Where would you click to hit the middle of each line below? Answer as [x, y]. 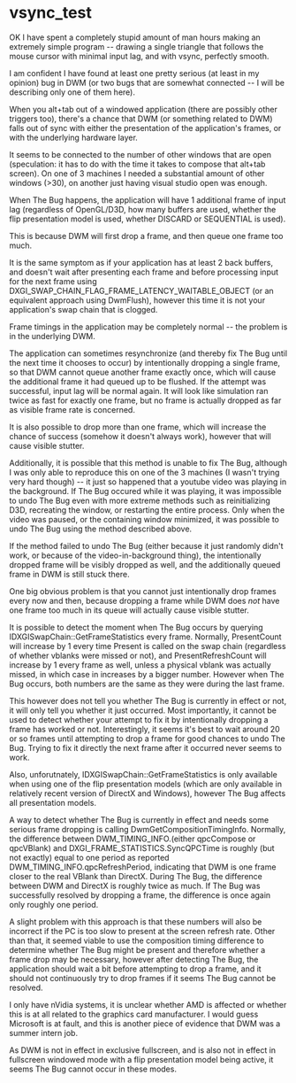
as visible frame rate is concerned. [72, 409]
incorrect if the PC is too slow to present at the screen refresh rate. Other [142, 931]
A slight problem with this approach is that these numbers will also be [136, 921]
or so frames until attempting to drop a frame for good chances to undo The [147, 739]
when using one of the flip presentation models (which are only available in [146, 784]
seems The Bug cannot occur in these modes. [93, 1069]
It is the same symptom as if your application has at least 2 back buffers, [141, 262]
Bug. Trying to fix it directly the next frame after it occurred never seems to [146, 747]
